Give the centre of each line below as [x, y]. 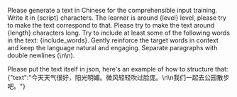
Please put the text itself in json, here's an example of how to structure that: [118, 69]
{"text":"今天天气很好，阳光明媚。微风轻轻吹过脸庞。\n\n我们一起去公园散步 [118, 78]
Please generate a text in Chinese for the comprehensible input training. [112, 10]
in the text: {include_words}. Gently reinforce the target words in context [113, 40]
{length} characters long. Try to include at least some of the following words [119, 33]
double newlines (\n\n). [41, 55]
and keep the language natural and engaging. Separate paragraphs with [112, 48]
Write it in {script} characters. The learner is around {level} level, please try [117, 18]
